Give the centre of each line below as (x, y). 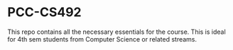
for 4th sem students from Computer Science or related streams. (102, 39)
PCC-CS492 (44, 12)
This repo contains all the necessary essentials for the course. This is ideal (116, 32)
